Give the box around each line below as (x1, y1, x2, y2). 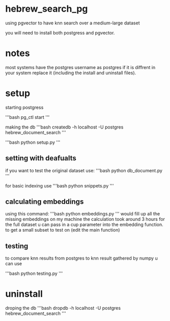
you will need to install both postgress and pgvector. (5, 29, 115, 36)
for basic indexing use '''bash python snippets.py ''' (5, 182, 114, 188)
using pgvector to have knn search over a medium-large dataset (5, 20, 140, 26)
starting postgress (5, 104, 44, 110)
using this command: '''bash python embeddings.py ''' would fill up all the (5, 211, 160, 217)
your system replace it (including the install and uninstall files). (5, 70, 136, 76)
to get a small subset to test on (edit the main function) (5, 227, 121, 233)
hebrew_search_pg (5, 3, 88, 15)
